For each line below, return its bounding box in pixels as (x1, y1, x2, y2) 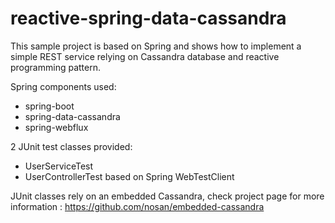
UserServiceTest (24, 160, 94, 172)
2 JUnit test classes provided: (10, 140, 133, 152)
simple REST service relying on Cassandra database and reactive (10, 50, 280, 62)
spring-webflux (24, 121, 89, 133)
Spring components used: (10, 80, 117, 92)
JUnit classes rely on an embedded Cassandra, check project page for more (10, 190, 325, 202)
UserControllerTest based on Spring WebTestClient (24, 170, 235, 182)
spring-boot (24, 100, 75, 112)
